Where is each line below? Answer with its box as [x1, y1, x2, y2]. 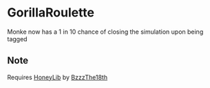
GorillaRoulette [7, 5, 95, 21]
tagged [7, 34, 28, 43]
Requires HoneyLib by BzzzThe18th [7, 73, 108, 81]
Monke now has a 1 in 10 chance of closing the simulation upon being [7, 27, 204, 36]
